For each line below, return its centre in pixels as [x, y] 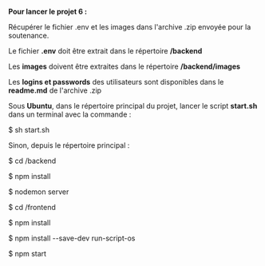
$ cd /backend [32, 161]
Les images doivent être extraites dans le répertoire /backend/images [125, 66]
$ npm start [27, 254]
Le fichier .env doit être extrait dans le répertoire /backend [105, 51]
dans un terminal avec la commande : [70, 114]
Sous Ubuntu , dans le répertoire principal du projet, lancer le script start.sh [133, 106]
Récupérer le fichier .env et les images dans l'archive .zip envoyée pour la [130, 27]
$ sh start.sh [29, 130]
